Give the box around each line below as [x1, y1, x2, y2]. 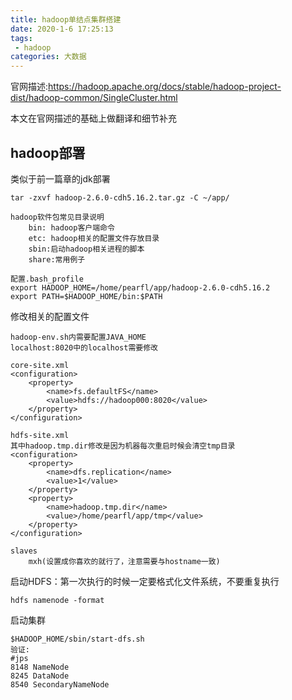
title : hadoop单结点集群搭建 [10, 14, 122, 25]
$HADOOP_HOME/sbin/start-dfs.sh [10, 634, 145, 644]
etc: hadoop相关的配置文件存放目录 [28, 233, 160, 243]
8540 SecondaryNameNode [10, 679, 110, 690]
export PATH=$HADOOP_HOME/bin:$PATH [10, 291, 163, 301]
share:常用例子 [28, 254, 86, 265]
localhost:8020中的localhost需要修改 [10, 342, 158, 353]
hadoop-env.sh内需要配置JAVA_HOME [10, 332, 147, 342]
